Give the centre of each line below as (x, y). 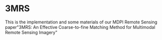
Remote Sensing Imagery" (31, 32)
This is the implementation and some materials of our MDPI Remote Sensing (81, 22)
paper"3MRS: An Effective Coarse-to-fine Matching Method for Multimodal (80, 27)
